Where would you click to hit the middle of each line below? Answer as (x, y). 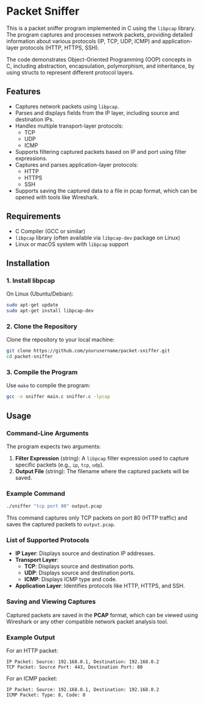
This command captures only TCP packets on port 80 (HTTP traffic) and (97, 518)
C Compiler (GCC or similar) (50, 231)
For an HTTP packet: (32, 650)
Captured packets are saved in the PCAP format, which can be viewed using (102, 615)
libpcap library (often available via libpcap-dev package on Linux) (98, 238)
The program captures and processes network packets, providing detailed (100, 34)
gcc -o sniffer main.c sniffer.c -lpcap (58, 397)
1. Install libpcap (31, 280)
